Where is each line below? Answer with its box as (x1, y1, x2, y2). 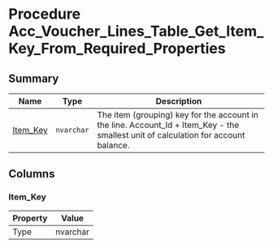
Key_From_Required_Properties (8, 40, 226, 58)
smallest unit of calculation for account (97, 130, 245, 140)
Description (155, 96, 202, 106)
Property (12, 212, 48, 224)
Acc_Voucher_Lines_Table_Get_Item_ (8, 22, 264, 41)
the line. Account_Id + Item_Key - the (97, 119, 240, 130)
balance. (97, 139, 130, 151)
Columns (8, 167, 55, 181)
